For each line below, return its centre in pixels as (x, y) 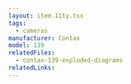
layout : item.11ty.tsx (46, 16)
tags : (17, 23)
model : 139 (26, 46)
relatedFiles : (32, 53)
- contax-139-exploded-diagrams (69, 61)
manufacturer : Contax (44, 38)
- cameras (32, 30)
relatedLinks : (32, 68)
